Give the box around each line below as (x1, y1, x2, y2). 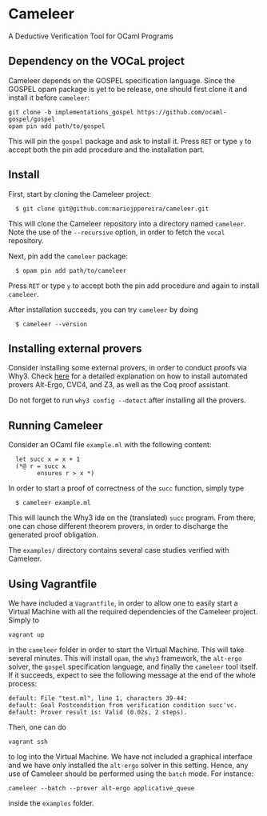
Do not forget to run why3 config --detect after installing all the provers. (8, 395, 246, 405)
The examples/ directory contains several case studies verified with (8, 546, 229, 555)
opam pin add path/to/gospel (8, 122, 106, 130)
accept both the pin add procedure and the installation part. (8, 145, 205, 154)
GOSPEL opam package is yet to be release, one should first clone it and (8, 84, 248, 94)
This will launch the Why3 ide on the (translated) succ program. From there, (8, 513, 256, 522)
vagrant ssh (8, 738, 48, 746)
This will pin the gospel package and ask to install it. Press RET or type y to (8, 136, 252, 146)
